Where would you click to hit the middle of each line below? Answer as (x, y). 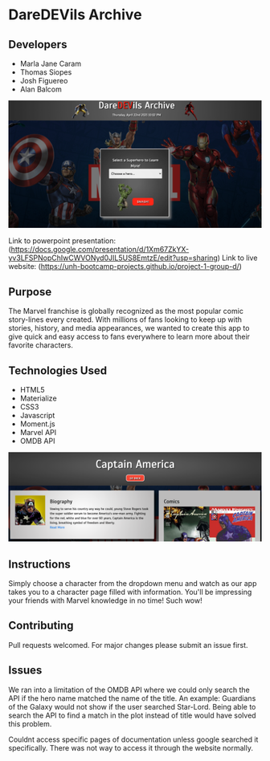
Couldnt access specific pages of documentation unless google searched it (133, 739)
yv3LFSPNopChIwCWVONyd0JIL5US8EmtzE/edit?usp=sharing (113, 258)
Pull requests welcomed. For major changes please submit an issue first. (128, 645)
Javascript (37, 416)
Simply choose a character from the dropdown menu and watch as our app (133, 584)
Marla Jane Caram (51, 63)
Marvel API (38, 433)
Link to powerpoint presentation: (62, 241)
